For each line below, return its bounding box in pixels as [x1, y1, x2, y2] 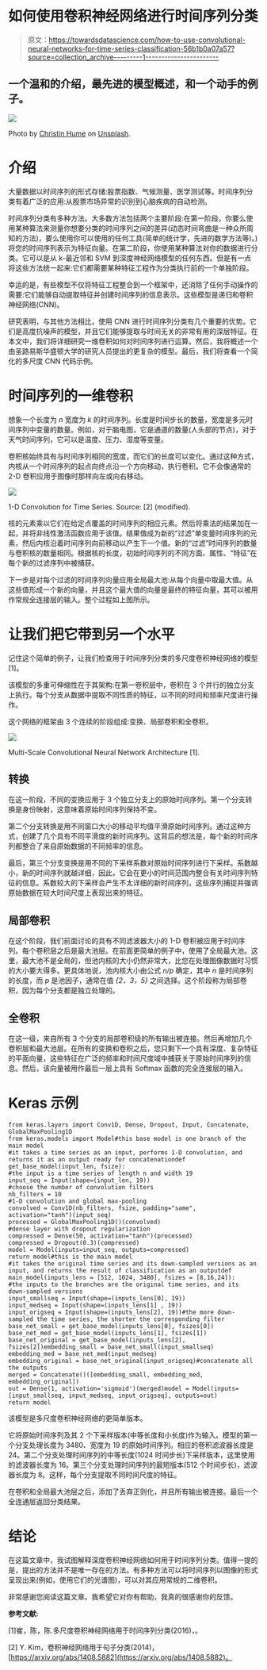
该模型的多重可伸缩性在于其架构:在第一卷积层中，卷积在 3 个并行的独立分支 [8, 680, 255, 689]
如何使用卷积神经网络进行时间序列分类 [8, 7, 259, 25]
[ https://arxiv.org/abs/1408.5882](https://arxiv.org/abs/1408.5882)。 [8, 1652, 233, 1662]
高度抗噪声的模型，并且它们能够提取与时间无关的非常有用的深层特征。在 [21, 326, 258, 336]
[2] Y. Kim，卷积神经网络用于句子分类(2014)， [8, 1642, 159, 1652]
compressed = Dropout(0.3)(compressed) [8, 1238, 140, 1246]
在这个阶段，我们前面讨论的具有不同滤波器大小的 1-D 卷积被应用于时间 [8, 936, 239, 946]
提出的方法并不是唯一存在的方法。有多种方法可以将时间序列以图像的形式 [21, 1564, 258, 1575]
